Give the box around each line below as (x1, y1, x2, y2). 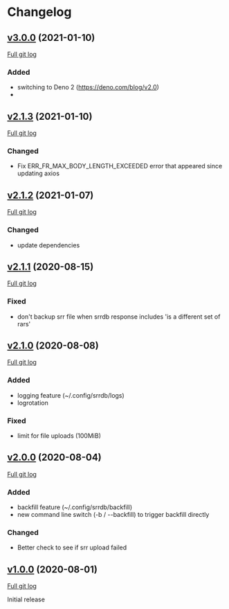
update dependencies (17, 240, 80, 249)
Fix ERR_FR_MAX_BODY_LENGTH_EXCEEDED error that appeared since (17, 162, 223, 170)
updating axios (17, 169, 60, 177)
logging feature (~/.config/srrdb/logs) (17, 391, 125, 399)
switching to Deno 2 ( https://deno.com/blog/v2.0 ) (17, 83, 159, 91)
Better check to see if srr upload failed (17, 543, 127, 551)
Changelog (7, 4, 72, 20)
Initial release (7, 595, 45, 603)
